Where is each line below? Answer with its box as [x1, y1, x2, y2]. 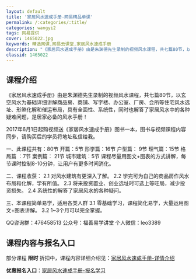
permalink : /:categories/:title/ [6, 19, 87, 25]
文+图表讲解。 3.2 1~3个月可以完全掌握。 [6, 207, 106, 214]
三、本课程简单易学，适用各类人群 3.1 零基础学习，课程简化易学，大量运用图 [6, 200, 189, 207]
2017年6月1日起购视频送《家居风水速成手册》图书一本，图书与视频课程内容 [6, 126, 187, 133]
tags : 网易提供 [6, 30, 40, 36]
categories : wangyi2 [6, 25, 57, 31]
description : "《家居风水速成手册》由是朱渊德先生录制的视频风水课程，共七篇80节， [6, 47, 187, 53]
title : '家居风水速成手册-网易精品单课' [6, 14, 93, 20]
